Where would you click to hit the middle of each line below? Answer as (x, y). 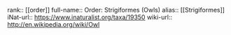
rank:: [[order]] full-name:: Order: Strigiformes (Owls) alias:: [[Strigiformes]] (116, 10)
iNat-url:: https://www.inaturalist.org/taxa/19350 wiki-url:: (90, 17)
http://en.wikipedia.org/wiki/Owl (54, 24)
